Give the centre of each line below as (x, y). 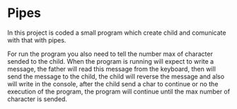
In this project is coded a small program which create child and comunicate (117, 33)
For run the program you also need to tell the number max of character (110, 54)
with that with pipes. (37, 40)
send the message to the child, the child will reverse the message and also (116, 76)
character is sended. (37, 99)
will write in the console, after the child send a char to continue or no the (113, 84)
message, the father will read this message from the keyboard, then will (111, 69)
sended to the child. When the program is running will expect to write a (111, 61)
